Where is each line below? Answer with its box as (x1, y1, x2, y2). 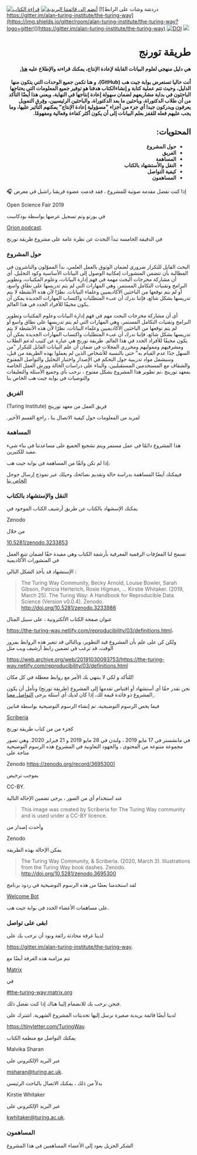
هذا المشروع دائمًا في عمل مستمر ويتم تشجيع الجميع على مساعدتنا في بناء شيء (6, 442, 181, 449)
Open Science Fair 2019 (6, 201, 64, 208)
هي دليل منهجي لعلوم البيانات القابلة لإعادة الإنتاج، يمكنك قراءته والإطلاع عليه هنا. (19, 65, 191, 72)
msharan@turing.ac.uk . (6, 1068, 63, 1076)
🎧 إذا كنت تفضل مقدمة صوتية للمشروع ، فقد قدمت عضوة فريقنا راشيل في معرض (6, 188, 186, 195)
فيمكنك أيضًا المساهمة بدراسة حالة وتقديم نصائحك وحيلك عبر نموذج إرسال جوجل (6, 470, 182, 477)
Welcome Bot (6, 893, 39, 900)
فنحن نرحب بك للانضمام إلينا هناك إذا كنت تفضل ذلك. (6, 1000, 122, 1007)
